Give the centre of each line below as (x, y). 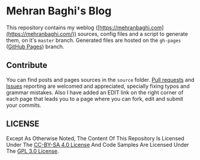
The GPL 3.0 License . (33, 151)
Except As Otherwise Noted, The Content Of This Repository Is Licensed (95, 138)
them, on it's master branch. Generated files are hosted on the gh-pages (94, 40)
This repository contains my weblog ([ (53, 27)
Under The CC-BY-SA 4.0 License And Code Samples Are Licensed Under (98, 144)
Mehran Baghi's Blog (59, 11)
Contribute (27, 65)
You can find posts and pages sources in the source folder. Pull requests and (100, 79)
